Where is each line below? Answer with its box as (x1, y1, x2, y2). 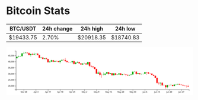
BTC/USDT (9, 25, 37, 32)
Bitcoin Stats (6, 4, 71, 18)
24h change (42, 25, 73, 32)
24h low (114, 25, 136, 32)
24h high (80, 25, 104, 32)
